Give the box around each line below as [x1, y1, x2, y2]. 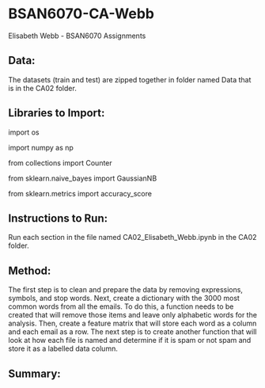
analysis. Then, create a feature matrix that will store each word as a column [8, 318, 257, 329]
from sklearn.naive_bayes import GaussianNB [8, 173, 157, 183]
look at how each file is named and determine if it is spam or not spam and [8, 336, 252, 345]
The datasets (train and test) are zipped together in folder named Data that [8, 74, 252, 84]
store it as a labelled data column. [8, 344, 119, 353]
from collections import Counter [8, 158, 112, 167]
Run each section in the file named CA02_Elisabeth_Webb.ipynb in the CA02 [8, 233, 257, 242]
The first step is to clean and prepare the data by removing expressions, [8, 285, 244, 295]
